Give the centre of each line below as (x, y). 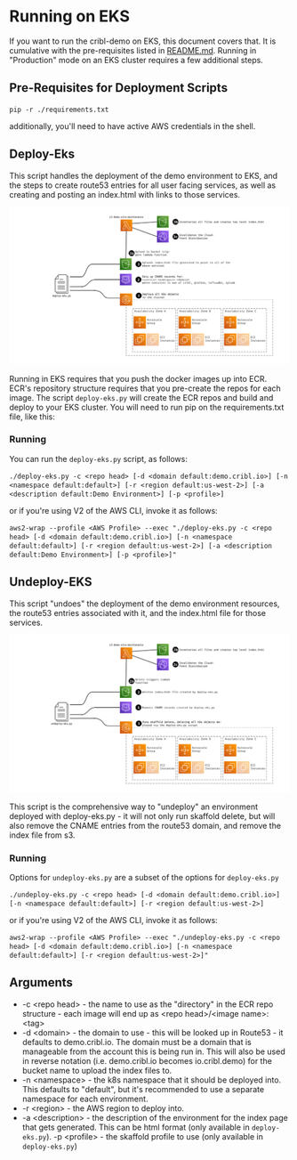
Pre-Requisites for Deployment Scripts (119, 88)
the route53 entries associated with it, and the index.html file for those (138, 612)
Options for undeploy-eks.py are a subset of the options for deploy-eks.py (144, 877)
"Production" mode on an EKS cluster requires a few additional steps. (136, 60)
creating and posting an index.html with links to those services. (125, 194)
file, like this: (32, 417)
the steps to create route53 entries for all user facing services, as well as (143, 185)
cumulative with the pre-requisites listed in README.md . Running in (133, 50)
